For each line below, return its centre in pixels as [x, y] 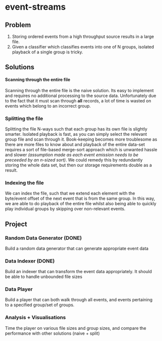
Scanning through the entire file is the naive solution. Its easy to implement [79, 90]
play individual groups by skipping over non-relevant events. [65, 209]
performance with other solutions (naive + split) [52, 333]
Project [16, 224]
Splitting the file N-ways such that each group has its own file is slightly [76, 129]
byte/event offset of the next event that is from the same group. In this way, [80, 198]
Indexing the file [24, 182]
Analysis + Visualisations [36, 318]
